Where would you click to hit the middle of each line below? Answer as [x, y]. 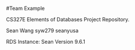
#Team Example [25, 8]
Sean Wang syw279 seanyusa [42, 30]
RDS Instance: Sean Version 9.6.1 [46, 42]
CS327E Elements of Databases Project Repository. [68, 19]
